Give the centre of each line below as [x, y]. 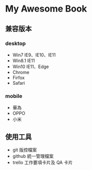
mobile [14, 96]
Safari [19, 83]
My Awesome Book [46, 9]
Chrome [21, 72]
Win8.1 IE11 [24, 61]
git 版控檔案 [25, 150]
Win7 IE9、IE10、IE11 [34, 55]
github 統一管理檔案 [33, 156]
